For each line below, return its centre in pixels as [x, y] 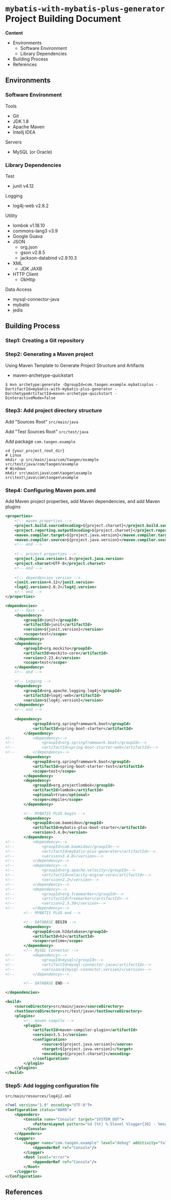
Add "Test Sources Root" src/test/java [47, 431]
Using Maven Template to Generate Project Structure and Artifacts [75, 365]
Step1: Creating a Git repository [45, 341]
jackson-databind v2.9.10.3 [49, 258]
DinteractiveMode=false [31, 398]
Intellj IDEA [24, 132]
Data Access [19, 289]
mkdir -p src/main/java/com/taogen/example [52, 460]
